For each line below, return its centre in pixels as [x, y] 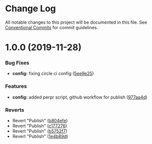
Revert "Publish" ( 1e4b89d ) [40, 137]
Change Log [30, 9]
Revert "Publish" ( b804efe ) [40, 121]
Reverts [15, 110]
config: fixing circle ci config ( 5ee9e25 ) [53, 73]
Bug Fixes [17, 63]
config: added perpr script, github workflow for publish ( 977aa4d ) [80, 97]
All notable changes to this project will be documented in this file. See [76, 22]
